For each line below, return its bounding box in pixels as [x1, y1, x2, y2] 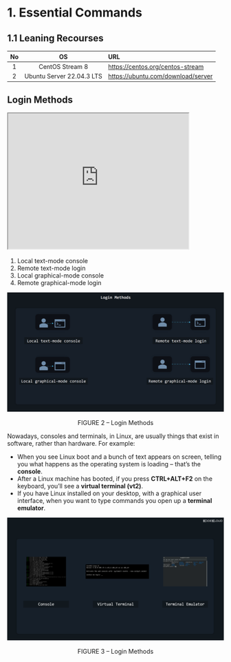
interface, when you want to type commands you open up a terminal [16, 497, 212, 505]
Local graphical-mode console [16, 271, 104, 280]
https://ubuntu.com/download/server [108, 72, 213, 80]
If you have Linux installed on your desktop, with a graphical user [16, 489, 202, 497]
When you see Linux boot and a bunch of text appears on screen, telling [16, 453, 222, 461]
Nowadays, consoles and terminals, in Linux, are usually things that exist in [7, 432, 219, 440]
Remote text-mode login [16, 264, 86, 273]
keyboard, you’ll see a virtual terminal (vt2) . [16, 482, 143, 490]
